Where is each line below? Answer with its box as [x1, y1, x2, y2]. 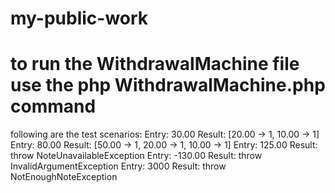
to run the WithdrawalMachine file [10, 53, 300, 76]
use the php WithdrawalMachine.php [10, 74, 326, 97]
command [10, 95, 97, 118]
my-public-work [10, 7, 149, 30]
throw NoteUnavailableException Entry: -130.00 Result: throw [10, 150, 263, 162]
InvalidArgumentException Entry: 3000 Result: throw [10, 160, 227, 172]
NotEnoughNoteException [10, 171, 118, 183]
